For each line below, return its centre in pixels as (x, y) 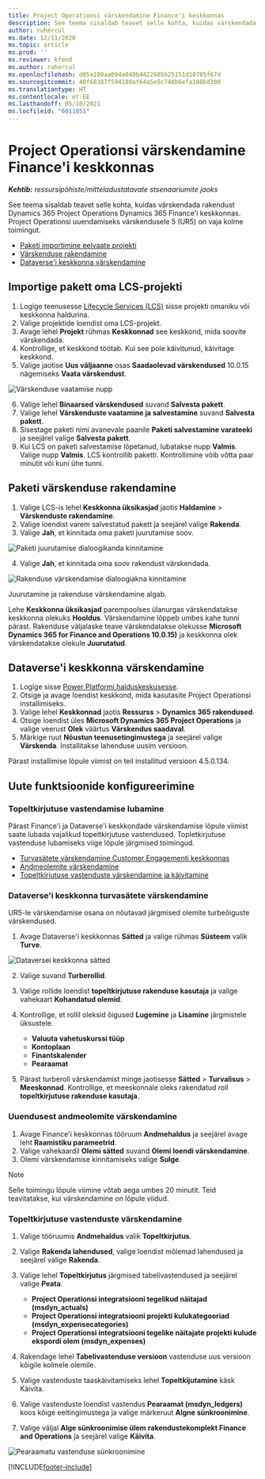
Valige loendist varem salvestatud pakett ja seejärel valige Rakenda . (131, 524)
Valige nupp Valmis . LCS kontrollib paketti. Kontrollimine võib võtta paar (137, 455)
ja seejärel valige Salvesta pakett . (75, 438)
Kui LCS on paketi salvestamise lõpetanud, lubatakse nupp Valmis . (128, 446)
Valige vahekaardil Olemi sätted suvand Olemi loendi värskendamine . (134, 1151)
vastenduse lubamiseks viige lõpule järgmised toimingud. (102, 843)
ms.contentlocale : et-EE (49, 97)
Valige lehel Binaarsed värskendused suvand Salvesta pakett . (122, 404)
